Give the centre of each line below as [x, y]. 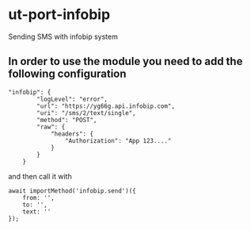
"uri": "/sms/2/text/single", [86, 113]
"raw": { [51, 127]
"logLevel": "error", [72, 99]
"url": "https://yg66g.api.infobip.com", [106, 106]
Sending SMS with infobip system [63, 36]
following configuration [67, 74]
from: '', [39, 197]
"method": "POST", [67, 120]
